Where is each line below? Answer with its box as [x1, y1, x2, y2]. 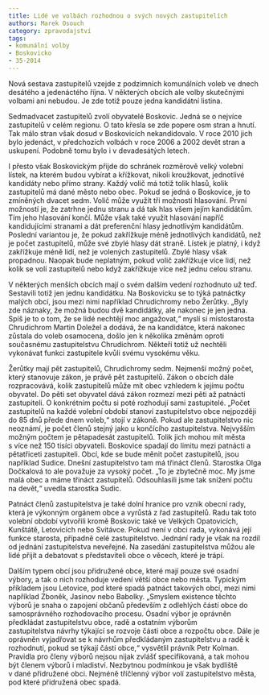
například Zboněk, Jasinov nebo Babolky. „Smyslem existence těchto [8, 591, 237, 601]
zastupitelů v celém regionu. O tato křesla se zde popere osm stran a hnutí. [8, 120, 257, 130]
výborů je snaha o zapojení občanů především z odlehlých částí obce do [8, 600, 248, 610]
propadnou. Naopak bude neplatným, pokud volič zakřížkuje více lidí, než [8, 255, 251, 265]
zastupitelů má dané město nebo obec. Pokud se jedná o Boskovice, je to [8, 187, 251, 197]
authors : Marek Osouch [8, 19, 84, 27]
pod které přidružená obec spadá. [8, 677, 121, 687]
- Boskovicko [8, 49, 52, 57]
